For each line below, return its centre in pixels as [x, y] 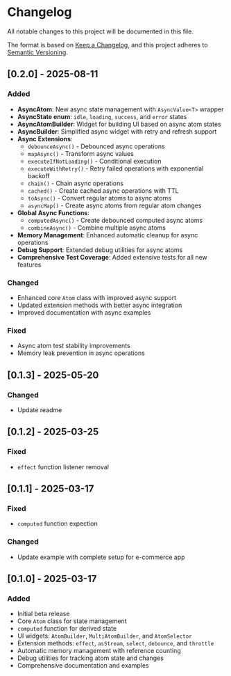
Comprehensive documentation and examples [83, 666]
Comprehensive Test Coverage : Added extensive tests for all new [112, 257]
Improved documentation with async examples [84, 312]
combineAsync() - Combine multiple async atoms [97, 228]
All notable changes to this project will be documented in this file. [101, 31]
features [29, 265]
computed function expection [58, 524]
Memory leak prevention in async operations [81, 353]
